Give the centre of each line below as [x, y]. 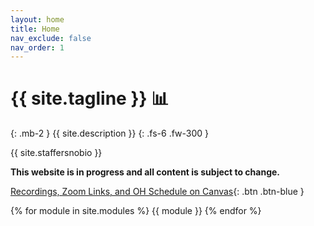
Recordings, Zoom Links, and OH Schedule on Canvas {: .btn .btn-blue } [157, 192]
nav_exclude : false [51, 38]
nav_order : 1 [37, 47]
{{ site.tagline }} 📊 [90, 98]
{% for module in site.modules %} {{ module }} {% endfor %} [136, 211]
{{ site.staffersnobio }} [56, 153]
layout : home [37, 19]
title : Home [35, 29]
